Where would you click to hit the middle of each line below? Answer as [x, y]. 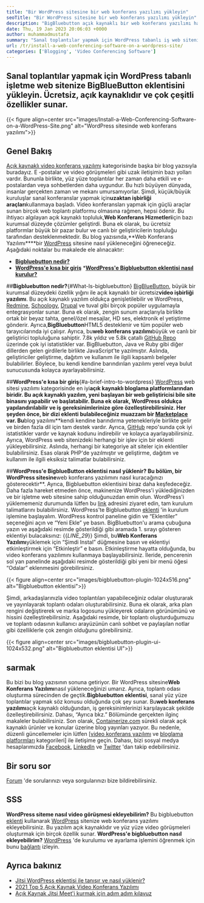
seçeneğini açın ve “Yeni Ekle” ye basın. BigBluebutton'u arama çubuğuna [99, 523]
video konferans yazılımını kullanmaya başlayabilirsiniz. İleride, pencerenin [99, 555]
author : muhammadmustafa [38, 35]
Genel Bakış [29, 151]
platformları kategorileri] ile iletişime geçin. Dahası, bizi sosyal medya [93, 740]
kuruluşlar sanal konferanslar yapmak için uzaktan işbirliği [79, 198]
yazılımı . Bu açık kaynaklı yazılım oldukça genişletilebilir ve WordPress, [95, 299]
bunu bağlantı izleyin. [33, 846]
